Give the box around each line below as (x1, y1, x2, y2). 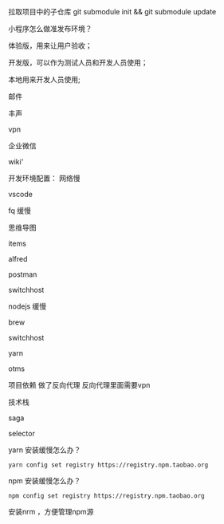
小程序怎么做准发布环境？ (8, 24, 92, 33)
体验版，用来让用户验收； (8, 41, 92, 50)
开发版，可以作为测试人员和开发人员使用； (8, 58, 148, 67)
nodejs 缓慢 (8, 301, 47, 311)
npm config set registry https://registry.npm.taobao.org (8, 492, 205, 500)
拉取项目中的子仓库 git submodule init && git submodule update (8, 7, 217, 16)
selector (8, 429, 36, 438)
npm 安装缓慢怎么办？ (8, 476, 81, 485)
